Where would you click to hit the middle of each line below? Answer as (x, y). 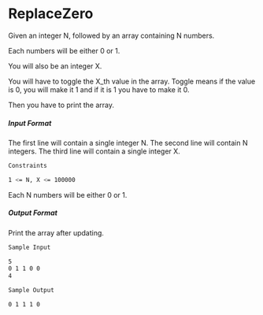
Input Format (30, 123)
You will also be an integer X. (55, 66)
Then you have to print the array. (61, 105)
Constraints (28, 165)
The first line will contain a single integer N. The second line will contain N (128, 143)
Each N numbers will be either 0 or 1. (68, 195)
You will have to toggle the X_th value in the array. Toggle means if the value (132, 81)
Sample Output (31, 291)
